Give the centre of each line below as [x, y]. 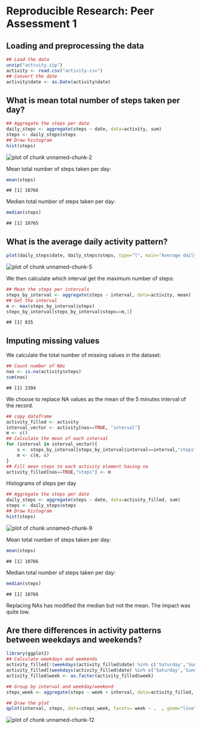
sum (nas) [17, 377]
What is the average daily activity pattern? [87, 241]
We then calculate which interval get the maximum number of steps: [90, 278]
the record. [20, 405]
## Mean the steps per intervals [48, 289]
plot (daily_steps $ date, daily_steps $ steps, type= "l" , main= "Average [93, 255]
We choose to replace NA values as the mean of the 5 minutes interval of [96, 399]
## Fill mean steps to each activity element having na [77, 466]
